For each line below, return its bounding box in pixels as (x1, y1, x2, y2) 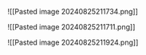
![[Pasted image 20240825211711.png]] (7, 22, 136, 31)
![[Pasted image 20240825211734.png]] (7, 7, 139, 16)
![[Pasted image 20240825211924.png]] (7, 37, 139, 47)
